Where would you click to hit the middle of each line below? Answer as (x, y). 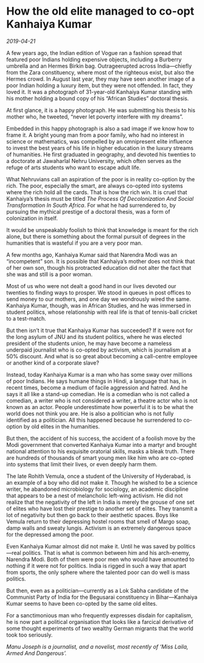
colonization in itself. (32, 218)
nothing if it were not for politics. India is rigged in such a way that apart (97, 565)
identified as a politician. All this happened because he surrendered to (94, 420)
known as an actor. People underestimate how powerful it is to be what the (100, 407)
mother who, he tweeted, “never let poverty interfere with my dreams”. (95, 117)
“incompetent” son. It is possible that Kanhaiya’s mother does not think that (100, 261)
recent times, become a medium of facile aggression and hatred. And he (97, 387)
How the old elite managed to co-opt (100, 11)
